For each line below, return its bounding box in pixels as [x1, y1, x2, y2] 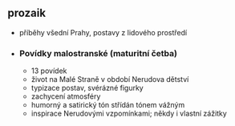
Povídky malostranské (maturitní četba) [18, 47, 178, 59]
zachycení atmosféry [30, 91, 101, 101]
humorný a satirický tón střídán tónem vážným [30, 100, 185, 110]
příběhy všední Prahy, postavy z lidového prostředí [18, 27, 188, 37]
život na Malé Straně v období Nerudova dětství [30, 75, 189, 84]
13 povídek [30, 66, 67, 75]
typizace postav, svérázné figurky [30, 83, 144, 93]
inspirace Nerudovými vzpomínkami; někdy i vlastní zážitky [30, 108, 228, 119]
